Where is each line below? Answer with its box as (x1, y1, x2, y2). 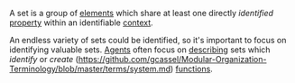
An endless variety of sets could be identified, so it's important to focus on (9, 35, 287, 45)
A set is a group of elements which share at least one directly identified (9, 8, 273, 18)
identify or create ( (9, 54, 79, 64)
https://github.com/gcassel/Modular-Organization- (78, 54, 267, 64)
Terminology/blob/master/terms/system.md (9, 63, 171, 74)
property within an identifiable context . (9, 17, 153, 28)
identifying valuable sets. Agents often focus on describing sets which (9, 44, 271, 55)
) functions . (170, 63, 214, 74)
